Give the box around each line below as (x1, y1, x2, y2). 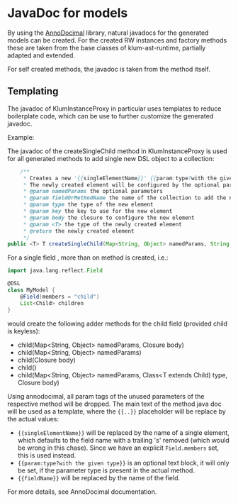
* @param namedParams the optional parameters (23, 188, 163, 195)
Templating (7, 85, 59, 97)
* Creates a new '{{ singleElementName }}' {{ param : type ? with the (23, 175, 217, 182)
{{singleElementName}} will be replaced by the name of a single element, (17, 428, 230, 437)
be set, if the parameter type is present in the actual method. (17, 466, 195, 475)
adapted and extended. (7, 51, 76, 60)
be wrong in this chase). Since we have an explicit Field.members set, (17, 443, 220, 452)
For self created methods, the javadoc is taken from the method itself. (7, 65, 210, 73)
